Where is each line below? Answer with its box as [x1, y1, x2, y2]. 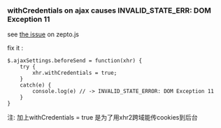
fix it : [7, 44, 24, 52]
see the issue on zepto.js [7, 30, 79, 38]
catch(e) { [20, 82, 52, 89]
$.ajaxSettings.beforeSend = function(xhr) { [7, 57, 142, 64]
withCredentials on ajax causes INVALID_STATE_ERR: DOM [7, 6, 212, 15]
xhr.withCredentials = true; [32, 69, 117, 77]
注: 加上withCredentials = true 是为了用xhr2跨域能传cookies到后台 [7, 113, 198, 122]
